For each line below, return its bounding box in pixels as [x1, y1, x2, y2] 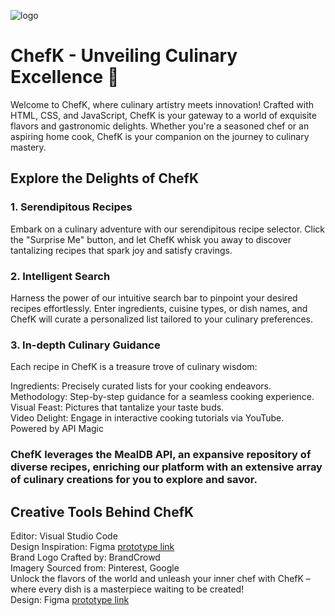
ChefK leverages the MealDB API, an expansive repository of [10, 448, 312, 462]
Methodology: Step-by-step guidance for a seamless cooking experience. [10, 391, 315, 403]
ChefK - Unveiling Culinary [10, 45, 238, 67]
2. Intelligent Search [10, 269, 111, 283]
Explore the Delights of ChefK [10, 170, 200, 187]
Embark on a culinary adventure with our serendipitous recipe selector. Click [10, 223, 325, 235]
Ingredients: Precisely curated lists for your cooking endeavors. [10, 380, 272, 392]
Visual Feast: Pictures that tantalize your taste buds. [10, 401, 225, 414]
